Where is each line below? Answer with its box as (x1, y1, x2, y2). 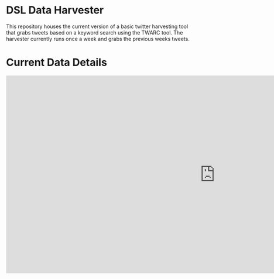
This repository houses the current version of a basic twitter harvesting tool (6, 23, 189, 30)
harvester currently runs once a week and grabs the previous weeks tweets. (6, 35, 190, 42)
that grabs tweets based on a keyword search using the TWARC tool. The (6, 29, 183, 36)
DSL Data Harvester (6, 4, 104, 17)
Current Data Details (6, 56, 107, 69)
